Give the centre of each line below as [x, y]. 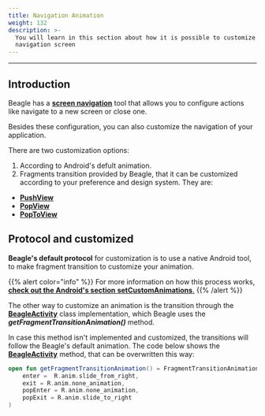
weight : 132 [28, 23]
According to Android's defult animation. [86, 165]
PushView [36, 197]
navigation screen [46, 45]
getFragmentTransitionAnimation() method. [82, 322]
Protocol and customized [71, 239]
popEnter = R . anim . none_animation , [81, 391]
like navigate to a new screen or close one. [78, 111]
